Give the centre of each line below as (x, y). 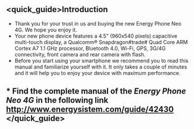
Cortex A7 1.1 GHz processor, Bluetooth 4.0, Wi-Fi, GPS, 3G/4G (90, 48)
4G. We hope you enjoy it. (46, 30)
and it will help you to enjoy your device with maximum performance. (98, 73)
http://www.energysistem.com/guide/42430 (90, 110)
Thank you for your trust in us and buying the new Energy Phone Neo (98, 23)
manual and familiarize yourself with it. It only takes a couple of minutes (101, 67)
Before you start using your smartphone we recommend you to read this (101, 60)
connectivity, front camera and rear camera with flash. (80, 54)
